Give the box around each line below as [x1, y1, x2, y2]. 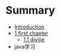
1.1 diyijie [23, 36, 45, 43]
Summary [5, 4, 55, 17]
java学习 [14, 43, 35, 50]
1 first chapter [14, 29, 48, 36]
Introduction [14, 23, 45, 30]
